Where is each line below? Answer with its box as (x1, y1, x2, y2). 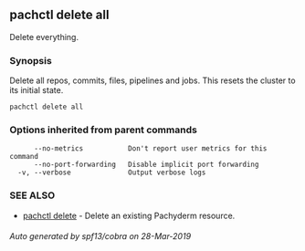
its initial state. (9, 85, 64, 96)
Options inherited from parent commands (9, 123, 198, 136)
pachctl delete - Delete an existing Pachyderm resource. (22, 210, 236, 221)
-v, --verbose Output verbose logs (17, 168, 206, 177)
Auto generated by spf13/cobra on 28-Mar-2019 (9, 231, 192, 242)
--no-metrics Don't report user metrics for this (33, 144, 268, 153)
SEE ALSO (9, 189, 56, 202)
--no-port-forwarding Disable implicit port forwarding (33, 160, 259, 170)
